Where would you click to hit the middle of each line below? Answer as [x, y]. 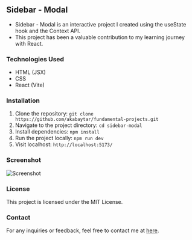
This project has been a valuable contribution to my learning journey [100, 37]
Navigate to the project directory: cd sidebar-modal [78, 125]
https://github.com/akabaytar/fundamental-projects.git [87, 120]
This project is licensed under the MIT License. [65, 202]
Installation [23, 100]
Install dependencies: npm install [57, 132]
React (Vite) [30, 85]
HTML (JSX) [30, 72]
